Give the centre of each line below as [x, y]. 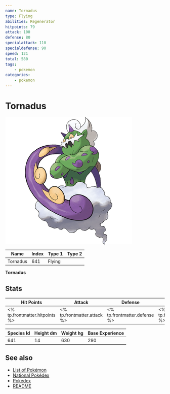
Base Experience [106, 333]
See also [19, 358]
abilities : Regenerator [30, 21]
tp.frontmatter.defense [131, 315]
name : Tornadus [21, 11]
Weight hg [72, 333]
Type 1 [55, 254]
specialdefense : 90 [26, 48]
